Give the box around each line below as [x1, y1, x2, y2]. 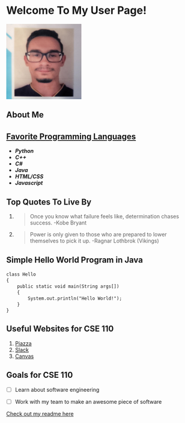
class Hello [6, 271, 36, 277]
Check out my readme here [6, 410, 74, 417]
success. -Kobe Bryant [29, 219, 87, 226]
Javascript [14, 179, 43, 187]
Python [14, 147, 34, 155]
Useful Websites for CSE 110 [6, 324, 114, 334]
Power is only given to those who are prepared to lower [29, 231, 167, 238]
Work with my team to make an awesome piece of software [14, 398, 162, 405]
